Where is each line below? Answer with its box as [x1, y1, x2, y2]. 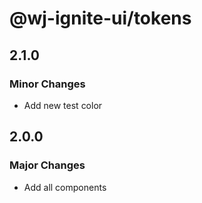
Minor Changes [9, 77, 86, 91]
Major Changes [9, 158, 86, 172]
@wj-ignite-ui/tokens [9, 7, 192, 30]
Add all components [23, 181, 107, 193]
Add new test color [23, 99, 103, 111]
